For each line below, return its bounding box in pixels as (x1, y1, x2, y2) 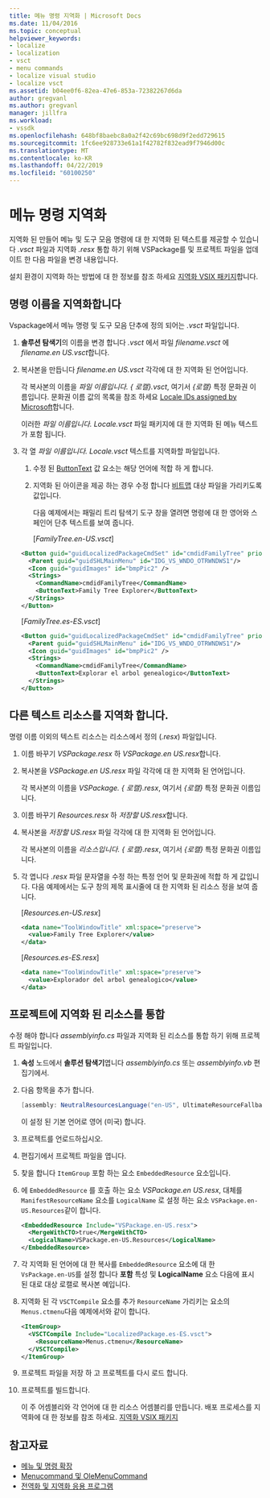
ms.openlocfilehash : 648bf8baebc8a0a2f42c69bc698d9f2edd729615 (9, 131, 226, 139)
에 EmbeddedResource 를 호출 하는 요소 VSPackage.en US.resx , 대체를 (20, 1185, 243, 1194)
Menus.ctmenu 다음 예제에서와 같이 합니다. (20, 1306, 151, 1316)
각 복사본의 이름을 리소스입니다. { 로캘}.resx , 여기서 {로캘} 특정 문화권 (20, 844, 240, 854)
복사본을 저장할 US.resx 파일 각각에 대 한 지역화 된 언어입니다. (20, 827, 216, 837)
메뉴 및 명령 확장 (20, 1461, 73, 1471)
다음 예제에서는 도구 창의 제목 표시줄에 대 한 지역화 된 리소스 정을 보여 (31, 881, 250, 891)
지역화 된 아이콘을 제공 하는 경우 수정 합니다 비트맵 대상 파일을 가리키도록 (32, 480, 263, 490)
